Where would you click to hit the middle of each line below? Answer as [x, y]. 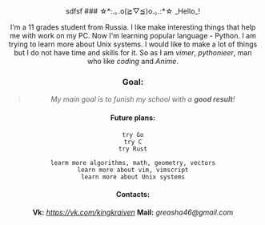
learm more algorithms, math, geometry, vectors [133, 163]
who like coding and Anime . [133, 61]
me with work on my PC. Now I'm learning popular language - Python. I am [133, 36]
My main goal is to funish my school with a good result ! [143, 99]
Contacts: [133, 195]
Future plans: [133, 118]
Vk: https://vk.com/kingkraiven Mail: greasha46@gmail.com [133, 212]
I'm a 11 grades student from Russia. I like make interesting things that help [133, 27]
